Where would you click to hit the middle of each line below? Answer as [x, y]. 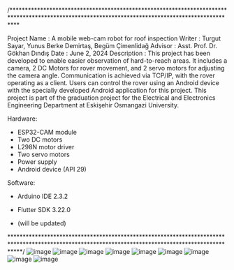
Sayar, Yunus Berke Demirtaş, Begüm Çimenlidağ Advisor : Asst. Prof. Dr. [112, 46]
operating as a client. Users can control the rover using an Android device [114, 83]
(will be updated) [42, 223]
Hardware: [22, 119]
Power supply [37, 162]
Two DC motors [40, 140]
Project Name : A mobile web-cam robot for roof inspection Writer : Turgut [114, 38]
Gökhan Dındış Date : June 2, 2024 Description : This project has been [109, 53]
